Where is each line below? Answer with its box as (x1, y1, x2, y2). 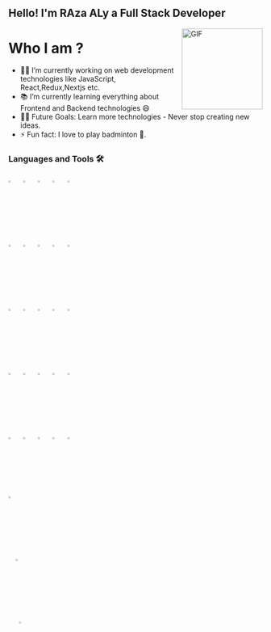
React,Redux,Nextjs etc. (19, 82, 101, 92)
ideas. (19, 120, 41, 130)
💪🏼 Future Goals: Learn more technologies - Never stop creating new (19, 112, 250, 122)
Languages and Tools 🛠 (8, 154, 105, 165)
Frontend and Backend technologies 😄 (19, 103, 151, 113)
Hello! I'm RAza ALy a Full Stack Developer (8, 6, 226, 20)
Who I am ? (8, 39, 84, 57)
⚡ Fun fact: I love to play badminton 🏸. (19, 129, 147, 140)
